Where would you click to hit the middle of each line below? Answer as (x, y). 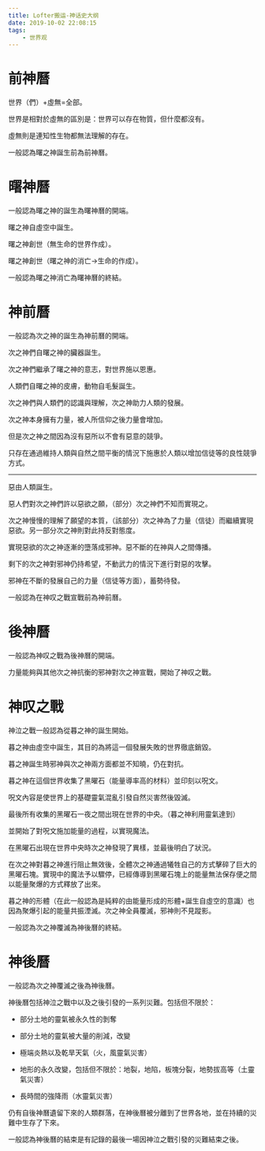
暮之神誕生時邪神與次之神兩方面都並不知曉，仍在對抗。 (98, 764)
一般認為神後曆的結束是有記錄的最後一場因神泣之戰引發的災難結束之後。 (125, 1139)
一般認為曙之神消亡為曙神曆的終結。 (67, 278)
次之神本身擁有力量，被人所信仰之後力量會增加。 (88, 419)
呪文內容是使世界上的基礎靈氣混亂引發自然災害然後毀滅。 (101, 797)
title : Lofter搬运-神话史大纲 (54, 15)
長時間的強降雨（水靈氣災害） (68, 1096)
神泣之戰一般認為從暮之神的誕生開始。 (70, 730)
